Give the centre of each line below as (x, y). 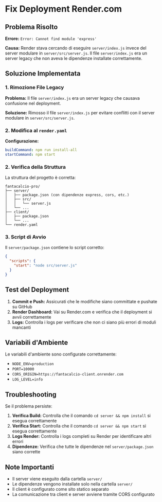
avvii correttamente (32, 317)
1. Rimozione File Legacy (35, 88)
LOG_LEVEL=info (27, 380)
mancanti (21, 327)
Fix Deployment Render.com (63, 9)
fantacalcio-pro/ (23, 187)
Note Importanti (30, 467)
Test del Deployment (37, 290)
